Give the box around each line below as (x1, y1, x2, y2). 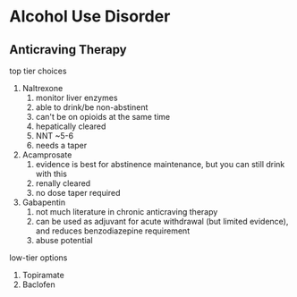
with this (35, 168, 67, 179)
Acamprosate (21, 149, 72, 160)
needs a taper (35, 140, 88, 150)
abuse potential (35, 235, 93, 245)
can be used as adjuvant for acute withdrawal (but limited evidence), (35, 216, 289, 226)
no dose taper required (35, 188, 121, 198)
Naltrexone (21, 83, 64, 93)
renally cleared (35, 178, 91, 189)
